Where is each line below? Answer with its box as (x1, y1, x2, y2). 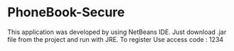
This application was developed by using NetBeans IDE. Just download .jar (7, 28, 227, 36)
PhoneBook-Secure (7, 4, 125, 21)
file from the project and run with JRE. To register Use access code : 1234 (7, 35, 224, 43)
